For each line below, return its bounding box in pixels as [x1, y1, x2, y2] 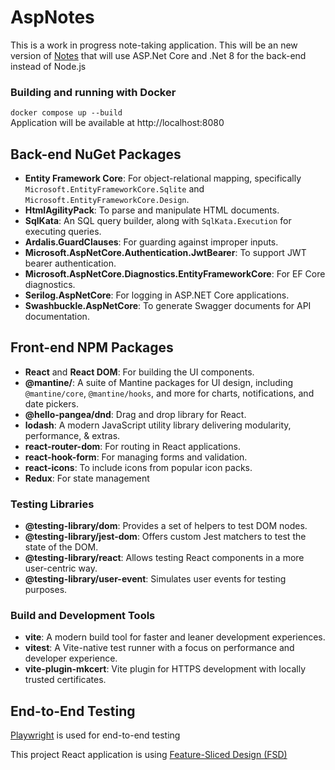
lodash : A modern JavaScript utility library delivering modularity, [24, 419, 292, 431]
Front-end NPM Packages [10, 339, 174, 356]
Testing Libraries [10, 497, 95, 511]
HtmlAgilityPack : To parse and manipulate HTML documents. [24, 204, 280, 216]
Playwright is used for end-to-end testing [10, 729, 181, 741]
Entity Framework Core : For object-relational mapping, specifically [24, 172, 302, 185]
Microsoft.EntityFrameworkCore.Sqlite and [24, 183, 205, 195]
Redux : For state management [24, 472, 150, 484]
